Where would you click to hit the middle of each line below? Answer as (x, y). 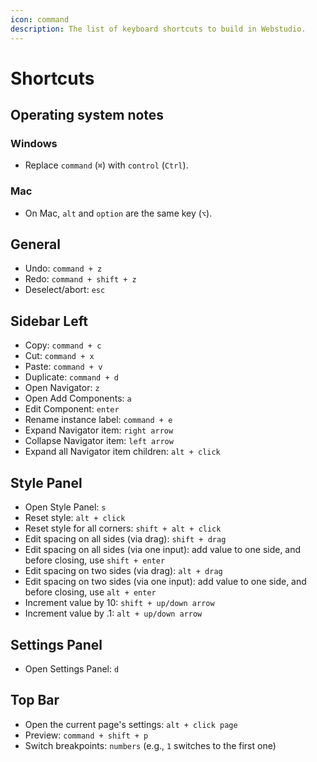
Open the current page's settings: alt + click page (131, 724)
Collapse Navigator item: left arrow (99, 441)
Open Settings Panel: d (72, 668)
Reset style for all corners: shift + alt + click (123, 528)
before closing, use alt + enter (90, 592)
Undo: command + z (63, 268)
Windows (34, 143)
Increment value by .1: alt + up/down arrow (113, 613)
